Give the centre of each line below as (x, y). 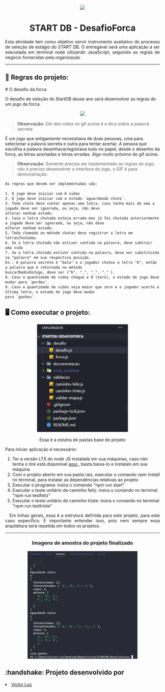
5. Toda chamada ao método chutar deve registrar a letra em (69, 233)
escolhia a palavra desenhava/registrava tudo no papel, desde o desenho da (82, 149)
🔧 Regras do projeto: (37, 77)
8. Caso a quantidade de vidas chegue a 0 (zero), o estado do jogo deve (82, 277)
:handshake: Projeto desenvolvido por (65, 673)
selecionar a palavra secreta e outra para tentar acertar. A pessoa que (76, 144)
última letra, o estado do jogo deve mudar (50, 292)
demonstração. (32, 174)
